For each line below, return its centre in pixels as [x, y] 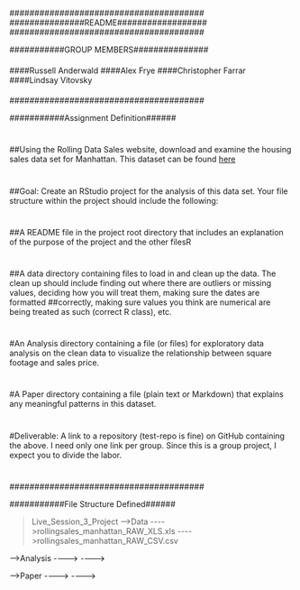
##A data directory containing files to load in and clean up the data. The [143, 273]
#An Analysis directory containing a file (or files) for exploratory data [136, 344]
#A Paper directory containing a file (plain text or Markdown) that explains [146, 394]
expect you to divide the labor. [66, 455]
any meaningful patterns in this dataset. [83, 404]
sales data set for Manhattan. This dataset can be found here [123, 159]
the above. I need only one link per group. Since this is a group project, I [143, 445]
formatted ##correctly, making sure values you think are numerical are [140, 302]
